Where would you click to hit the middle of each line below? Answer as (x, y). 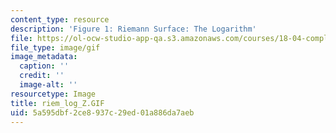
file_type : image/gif (55, 47)
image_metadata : (44, 57)
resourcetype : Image (53, 94)
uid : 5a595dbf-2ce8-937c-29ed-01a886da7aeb (102, 112)
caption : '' (44, 66)
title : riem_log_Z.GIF (57, 103)
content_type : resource (60, 19)
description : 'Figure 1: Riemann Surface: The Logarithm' (133, 29)
